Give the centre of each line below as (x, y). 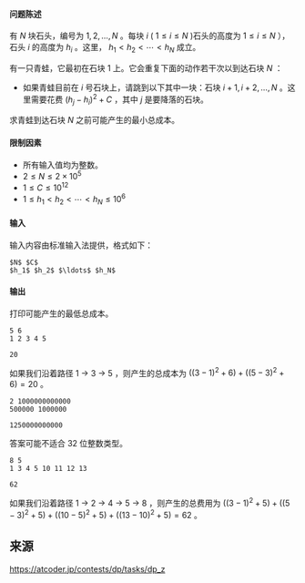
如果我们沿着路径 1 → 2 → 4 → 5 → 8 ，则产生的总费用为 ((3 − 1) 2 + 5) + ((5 (150, 503)
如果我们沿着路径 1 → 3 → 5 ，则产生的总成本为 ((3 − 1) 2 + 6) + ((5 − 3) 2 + (147, 372)
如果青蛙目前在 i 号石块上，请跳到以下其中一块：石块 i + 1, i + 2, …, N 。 (155, 87)
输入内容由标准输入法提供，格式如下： (81, 245)
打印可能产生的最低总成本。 (61, 313)
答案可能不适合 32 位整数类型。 (69, 444)
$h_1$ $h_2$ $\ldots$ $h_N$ (63, 270)
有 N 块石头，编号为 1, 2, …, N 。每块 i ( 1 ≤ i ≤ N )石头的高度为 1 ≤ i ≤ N (142, 36)
